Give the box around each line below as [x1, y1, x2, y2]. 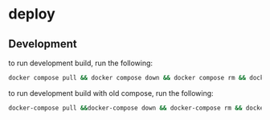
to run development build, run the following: [8, 58, 153, 68]
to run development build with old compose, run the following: [8, 88, 215, 97]
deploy [8, 5, 56, 23]
